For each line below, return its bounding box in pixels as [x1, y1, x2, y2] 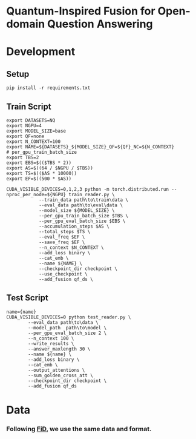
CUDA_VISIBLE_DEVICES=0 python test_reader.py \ [6, 314, 131, 320]
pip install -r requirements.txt [6, 85, 91, 91]
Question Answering [47, 17, 153, 31]
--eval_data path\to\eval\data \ [38, 202, 123, 208]
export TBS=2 [6, 154, 39, 160]
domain [6, 17, 45, 31]
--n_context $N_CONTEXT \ [38, 245, 104, 251]
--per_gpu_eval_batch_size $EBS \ [38, 218, 126, 224]
